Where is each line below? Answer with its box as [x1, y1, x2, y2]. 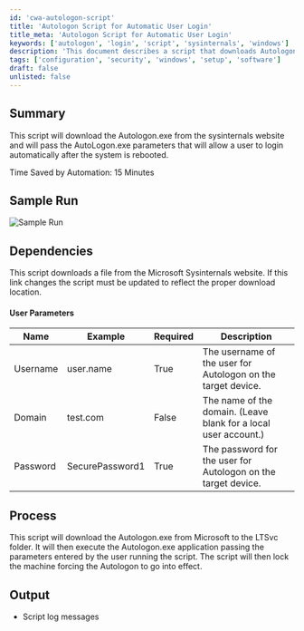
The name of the [202, 394, 273, 407]
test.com [66, 412, 104, 424]
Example [87, 330, 125, 343]
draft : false [9, 64, 59, 73]
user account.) [202, 428, 265, 441]
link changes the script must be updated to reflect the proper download [9, 277, 276, 288]
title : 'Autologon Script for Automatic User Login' [9, 22, 213, 31]
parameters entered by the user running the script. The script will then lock [9, 551, 290, 562]
